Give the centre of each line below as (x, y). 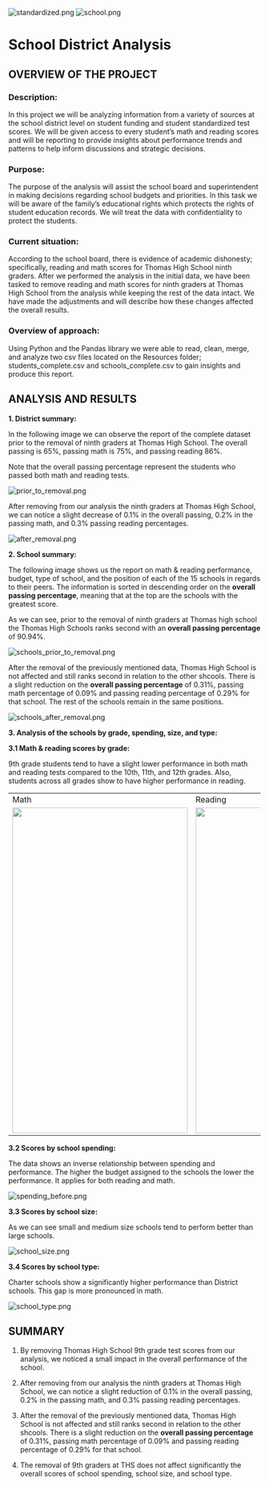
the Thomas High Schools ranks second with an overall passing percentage (134, 628)
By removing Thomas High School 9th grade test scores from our (128, 1351)
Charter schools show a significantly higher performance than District (123, 1282)
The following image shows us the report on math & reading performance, (130, 570)
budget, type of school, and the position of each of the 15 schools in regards (134, 578)
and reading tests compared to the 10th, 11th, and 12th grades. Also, (120, 772)
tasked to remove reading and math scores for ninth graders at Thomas (126, 285)
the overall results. (39, 310)
